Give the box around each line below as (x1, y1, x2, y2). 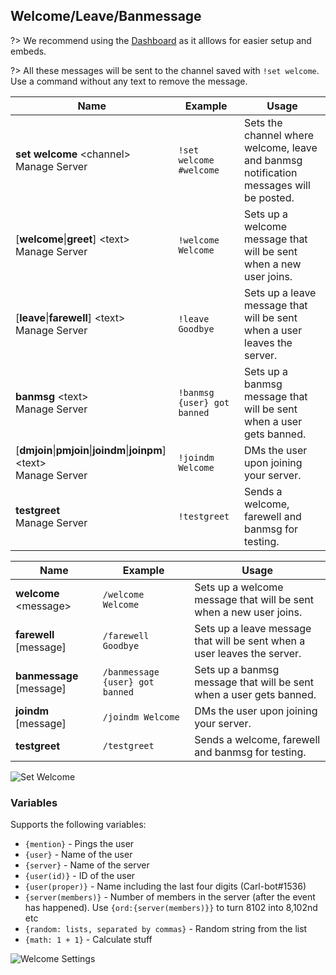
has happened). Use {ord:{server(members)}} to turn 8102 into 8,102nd (24, 902, 318, 914)
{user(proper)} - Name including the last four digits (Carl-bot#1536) (24, 880, 307, 893)
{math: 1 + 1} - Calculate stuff (24, 934, 153, 946)
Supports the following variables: (10, 819, 147, 831)
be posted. (244, 190, 295, 204)
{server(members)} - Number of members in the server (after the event (24, 891, 316, 903)
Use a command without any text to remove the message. (10, 75, 248, 87)
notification (244, 165, 298, 179)
